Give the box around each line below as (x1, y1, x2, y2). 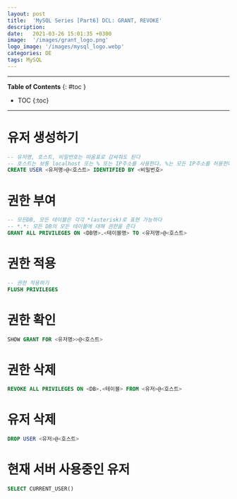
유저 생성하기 (7, 129, 79, 146)
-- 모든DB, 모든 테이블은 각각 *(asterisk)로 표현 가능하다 (7, 216, 162, 223)
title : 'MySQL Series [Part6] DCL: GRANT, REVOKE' (7, 17, 162, 24)
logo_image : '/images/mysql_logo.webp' (7, 43, 125, 50)
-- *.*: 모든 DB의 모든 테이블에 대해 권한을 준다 (7, 223, 135, 230)
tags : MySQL (7, 57, 42, 64)
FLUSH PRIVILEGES (7, 286, 59, 293)
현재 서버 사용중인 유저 (7, 462, 130, 478)
